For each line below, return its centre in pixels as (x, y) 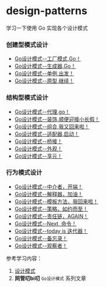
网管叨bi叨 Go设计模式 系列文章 (50, 278)
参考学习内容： (24, 258)
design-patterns (47, 11)
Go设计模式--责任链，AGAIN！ (52, 216)
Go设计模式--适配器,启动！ (47, 133)
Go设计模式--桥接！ (38, 141)
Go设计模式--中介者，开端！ (49, 187)
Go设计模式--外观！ (38, 148)
